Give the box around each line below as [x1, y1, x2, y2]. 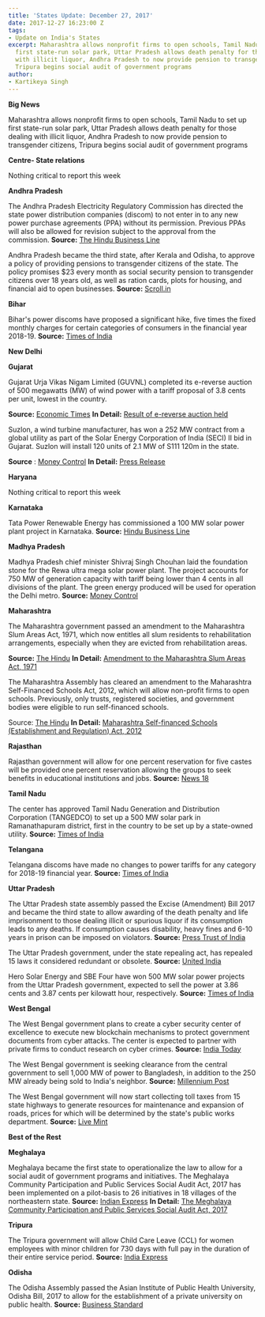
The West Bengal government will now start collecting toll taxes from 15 [8, 1092, 241, 1101]
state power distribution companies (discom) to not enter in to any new [8, 209, 239, 219]
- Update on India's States [8, 33, 101, 42]
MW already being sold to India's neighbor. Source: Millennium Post [8, 1076, 230, 1085]
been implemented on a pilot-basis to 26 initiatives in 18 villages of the [8, 1187, 237, 1198]
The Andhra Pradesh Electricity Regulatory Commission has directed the [8, 201, 244, 210]
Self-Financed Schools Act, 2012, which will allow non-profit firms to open [8, 685, 250, 695]
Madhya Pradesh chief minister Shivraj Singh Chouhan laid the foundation [8, 557, 248, 566]
